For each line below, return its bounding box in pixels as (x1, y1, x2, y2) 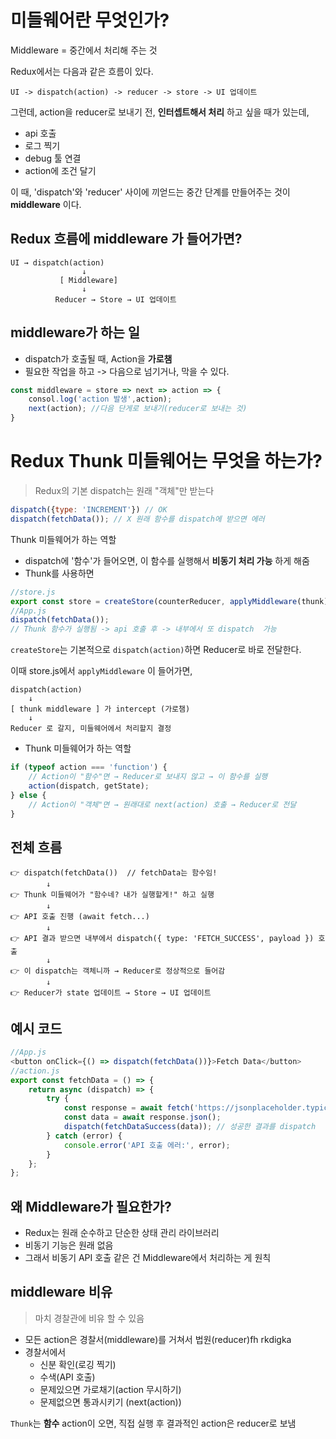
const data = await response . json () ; (63, 1112, 222, 1123)
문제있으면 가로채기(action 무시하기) (39, 1383, 182, 1395)
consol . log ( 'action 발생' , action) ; (28, 394, 173, 405)
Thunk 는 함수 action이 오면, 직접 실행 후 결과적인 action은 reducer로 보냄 (10, 1417, 297, 1429)
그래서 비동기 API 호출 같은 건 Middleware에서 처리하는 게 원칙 (24, 1252, 272, 1264)
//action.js (10, 1066, 60, 1076)
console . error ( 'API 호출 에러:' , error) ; (63, 1140, 231, 1150)
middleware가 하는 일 (10, 324, 141, 341)
